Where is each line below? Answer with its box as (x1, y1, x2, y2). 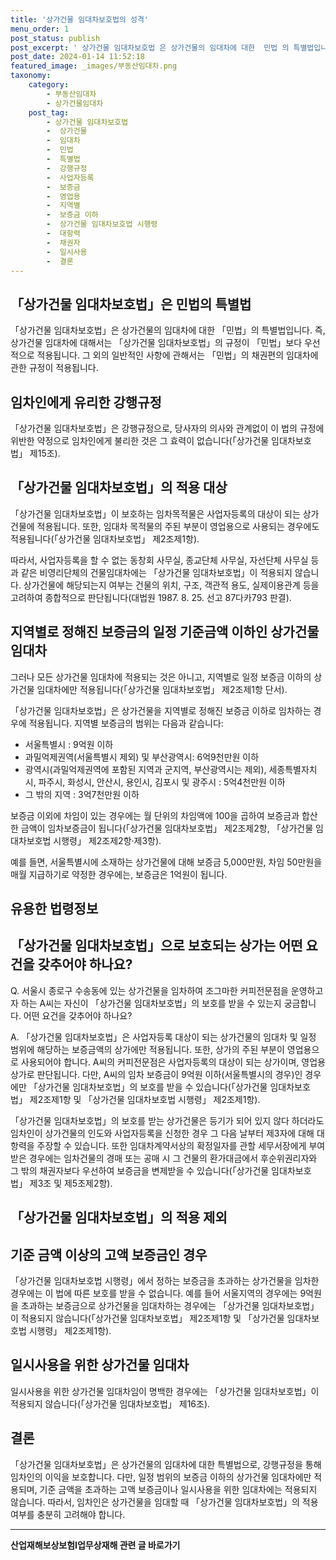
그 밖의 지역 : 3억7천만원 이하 (24, 788, 140, 800)
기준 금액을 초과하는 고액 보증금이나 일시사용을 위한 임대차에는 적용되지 (39, 1483, 318, 1495)
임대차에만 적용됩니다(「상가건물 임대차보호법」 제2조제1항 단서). (36, 683, 288, 695)
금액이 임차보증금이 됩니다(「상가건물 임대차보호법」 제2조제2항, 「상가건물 (20, 822, 314, 834)
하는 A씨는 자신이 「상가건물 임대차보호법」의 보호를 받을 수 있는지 (20, 997, 282, 1009)
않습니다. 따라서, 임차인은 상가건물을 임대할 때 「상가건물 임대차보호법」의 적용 (10, 1496, 319, 1508)
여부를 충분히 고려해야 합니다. (10, 1508, 126, 1520)
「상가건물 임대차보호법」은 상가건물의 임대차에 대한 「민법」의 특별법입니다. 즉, (10, 324, 326, 336)
